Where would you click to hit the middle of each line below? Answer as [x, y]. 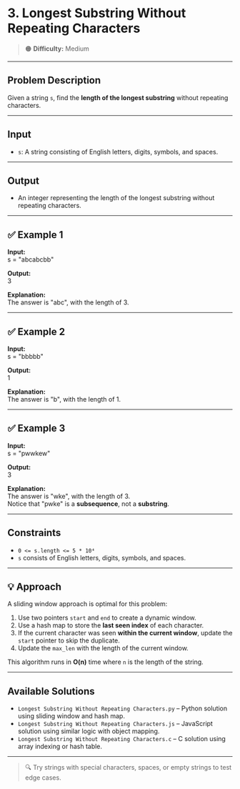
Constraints [34, 533]
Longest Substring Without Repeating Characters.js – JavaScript [115, 724]
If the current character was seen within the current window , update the [125, 633]
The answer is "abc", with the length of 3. [69, 302]
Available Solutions [51, 691]
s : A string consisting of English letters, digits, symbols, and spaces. [118, 152]
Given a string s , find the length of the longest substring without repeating [118, 97]
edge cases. [43, 778]
